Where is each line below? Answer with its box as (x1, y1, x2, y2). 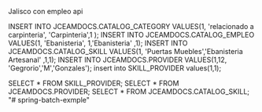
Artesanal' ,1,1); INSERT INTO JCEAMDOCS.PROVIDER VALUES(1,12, (8, 55, 227, 64)
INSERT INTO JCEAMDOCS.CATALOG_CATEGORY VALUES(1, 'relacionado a (8, 22, 254, 31)
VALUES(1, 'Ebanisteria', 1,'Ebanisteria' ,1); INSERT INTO (8, 38, 188, 48)
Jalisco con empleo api (8, 7, 83, 16)
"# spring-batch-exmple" (8, 96, 90, 104)
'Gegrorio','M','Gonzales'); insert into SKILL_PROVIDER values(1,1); (8, 63, 222, 73)
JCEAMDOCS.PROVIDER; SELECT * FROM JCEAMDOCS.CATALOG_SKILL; (8, 87, 250, 96)
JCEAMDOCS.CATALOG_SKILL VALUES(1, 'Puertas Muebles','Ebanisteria (8, 47, 244, 56)
